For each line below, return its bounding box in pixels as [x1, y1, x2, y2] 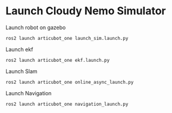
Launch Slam [5, 67, 38, 75]
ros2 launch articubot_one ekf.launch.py [5, 57, 110, 63]
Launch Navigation [5, 89, 52, 96]
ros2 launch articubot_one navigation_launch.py [5, 101, 129, 107]
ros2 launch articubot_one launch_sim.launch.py [5, 35, 129, 41]
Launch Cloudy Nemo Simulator [5, 4, 166, 18]
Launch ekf [5, 46, 33, 53]
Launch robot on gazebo [5, 24, 66, 31]
